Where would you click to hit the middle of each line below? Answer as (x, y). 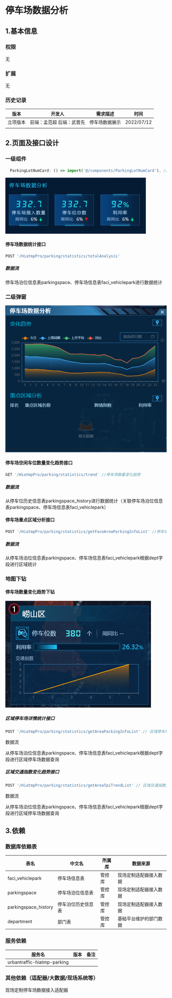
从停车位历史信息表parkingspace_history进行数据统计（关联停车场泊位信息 (84, 501)
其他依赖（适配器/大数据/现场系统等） (52, 978)
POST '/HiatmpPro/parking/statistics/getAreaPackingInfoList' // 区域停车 (85, 732)
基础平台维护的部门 (138, 919)
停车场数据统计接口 (26, 245)
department (20, 922)
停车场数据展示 (105, 122)
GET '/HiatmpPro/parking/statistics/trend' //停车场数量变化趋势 (73, 475)
